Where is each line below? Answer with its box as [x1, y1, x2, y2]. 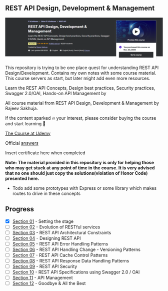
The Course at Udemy [5, 130, 51, 136]
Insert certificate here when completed [5, 150, 85, 156]
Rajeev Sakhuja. [5, 105, 38, 111]
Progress [5, 205, 34, 213]
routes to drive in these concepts [12, 190, 81, 196]
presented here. [5, 175, 39, 181]
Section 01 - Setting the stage [12, 218, 74, 224]
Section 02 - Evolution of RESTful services [12, 224, 100, 230]
